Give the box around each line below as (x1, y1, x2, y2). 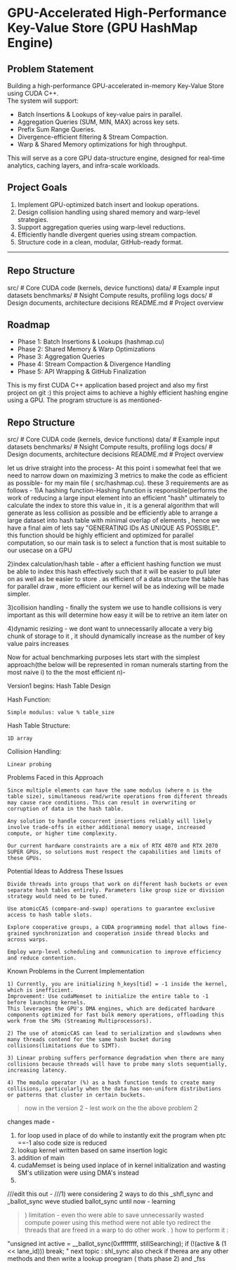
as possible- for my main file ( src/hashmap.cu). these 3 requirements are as (7, 479, 229, 487)
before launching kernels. (7, 999, 86, 1007)
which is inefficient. (7, 987, 74, 994)
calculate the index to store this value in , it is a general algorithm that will (7, 502, 219, 510)
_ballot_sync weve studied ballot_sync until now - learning (7, 1197, 176, 1206)
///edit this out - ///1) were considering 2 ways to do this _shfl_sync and (7, 1190, 214, 1198)
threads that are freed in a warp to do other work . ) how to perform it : (24, 1226, 229, 1234)
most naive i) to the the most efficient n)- (7, 668, 126, 677)
